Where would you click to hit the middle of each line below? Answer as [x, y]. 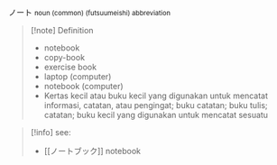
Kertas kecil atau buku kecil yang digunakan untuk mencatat [156, 96]
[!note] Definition [62, 30]
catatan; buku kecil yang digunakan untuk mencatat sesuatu [156, 115]
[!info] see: [51, 132]
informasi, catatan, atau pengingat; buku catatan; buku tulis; [156, 105]
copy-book [65, 57]
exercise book [70, 67]
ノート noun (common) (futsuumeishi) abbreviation [89, 12]
